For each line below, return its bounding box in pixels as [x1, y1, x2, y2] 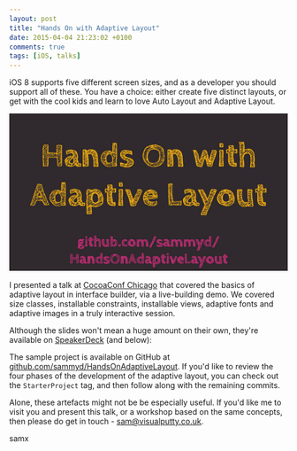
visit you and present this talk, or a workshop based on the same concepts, [9, 407, 283, 417]
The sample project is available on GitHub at [9, 352, 171, 362]
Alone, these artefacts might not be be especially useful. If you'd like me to [9, 397, 282, 408]
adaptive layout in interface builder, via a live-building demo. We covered [9, 289, 275, 300]
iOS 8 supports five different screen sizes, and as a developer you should [9, 77, 277, 88]
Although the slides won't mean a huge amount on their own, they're [9, 325, 259, 336]
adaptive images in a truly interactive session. [9, 308, 176, 319]
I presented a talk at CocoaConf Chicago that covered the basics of [9, 280, 255, 291]
